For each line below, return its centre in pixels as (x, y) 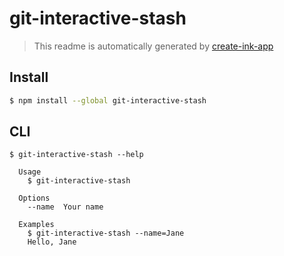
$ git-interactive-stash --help (76, 155)
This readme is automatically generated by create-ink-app (153, 46)
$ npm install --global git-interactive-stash (108, 100)
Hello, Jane (52, 242)
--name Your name (65, 207)
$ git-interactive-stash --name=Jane (106, 233)
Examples (36, 225)
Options (34, 198)
